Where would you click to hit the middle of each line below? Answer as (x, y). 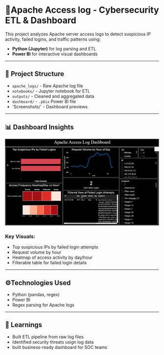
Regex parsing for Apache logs (43, 305)
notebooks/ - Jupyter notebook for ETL (51, 91)
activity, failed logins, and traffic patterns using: (53, 39)
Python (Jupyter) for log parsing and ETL (54, 49)
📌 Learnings (24, 325)
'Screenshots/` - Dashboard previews (50, 106)
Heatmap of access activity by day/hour (52, 257)
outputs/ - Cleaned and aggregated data (53, 96)
